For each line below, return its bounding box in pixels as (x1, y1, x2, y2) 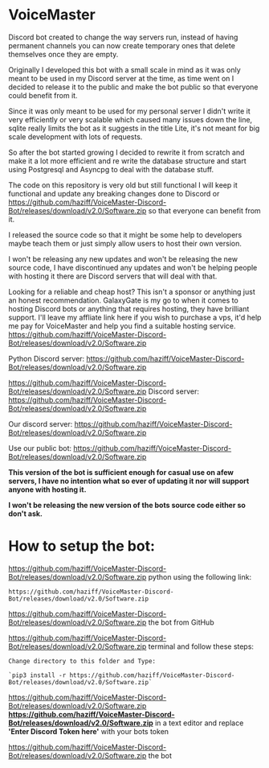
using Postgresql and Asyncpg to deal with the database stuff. (8, 164, 214, 174)
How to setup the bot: (8, 537, 155, 555)
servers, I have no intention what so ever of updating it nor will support (8, 476, 250, 485)
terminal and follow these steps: (148, 642, 255, 651)
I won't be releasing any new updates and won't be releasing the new (8, 254, 238, 263)
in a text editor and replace (155, 718, 244, 728)
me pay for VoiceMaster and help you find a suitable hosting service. (8, 320, 236, 331)
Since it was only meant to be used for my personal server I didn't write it (8, 106, 251, 116)
